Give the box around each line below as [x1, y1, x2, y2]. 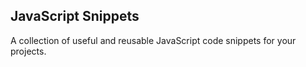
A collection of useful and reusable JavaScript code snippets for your [10, 34, 297, 46]
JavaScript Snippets [10, 8, 140, 25]
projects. [10, 45, 47, 57]
